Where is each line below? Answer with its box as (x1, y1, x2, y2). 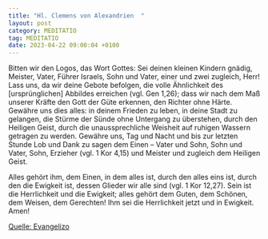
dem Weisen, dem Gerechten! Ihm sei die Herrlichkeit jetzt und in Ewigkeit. (8, 197, 254, 208)
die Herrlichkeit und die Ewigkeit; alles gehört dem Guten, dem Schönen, (8, 189, 248, 199)
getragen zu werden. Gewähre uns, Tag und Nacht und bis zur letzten (8, 131, 238, 141)
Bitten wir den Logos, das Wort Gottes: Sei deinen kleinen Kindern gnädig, (8, 63, 253, 73)
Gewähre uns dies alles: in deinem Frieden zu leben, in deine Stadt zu (8, 106, 238, 116)
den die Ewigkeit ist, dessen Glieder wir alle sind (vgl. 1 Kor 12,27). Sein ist (8, 181, 252, 190)
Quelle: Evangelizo (8, 221, 70, 232)
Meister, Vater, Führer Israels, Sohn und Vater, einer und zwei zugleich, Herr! (8, 72, 260, 82)
